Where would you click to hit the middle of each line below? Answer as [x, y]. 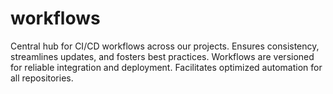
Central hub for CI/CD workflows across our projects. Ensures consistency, [165, 46]
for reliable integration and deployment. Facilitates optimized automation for [166, 67]
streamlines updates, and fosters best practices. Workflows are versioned [162, 56]
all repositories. [42, 78]
